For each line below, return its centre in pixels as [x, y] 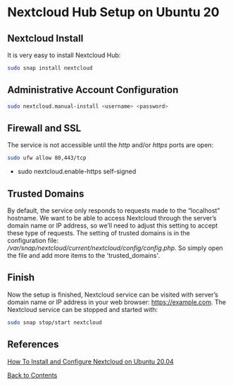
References [33, 345]
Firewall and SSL [44, 128]
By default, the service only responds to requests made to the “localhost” [114, 211]
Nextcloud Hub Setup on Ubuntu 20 [113, 12]
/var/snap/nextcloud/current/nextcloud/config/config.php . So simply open [115, 248]
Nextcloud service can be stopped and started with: [83, 309]
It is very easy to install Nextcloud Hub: [64, 55]
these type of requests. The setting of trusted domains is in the [99, 233]
